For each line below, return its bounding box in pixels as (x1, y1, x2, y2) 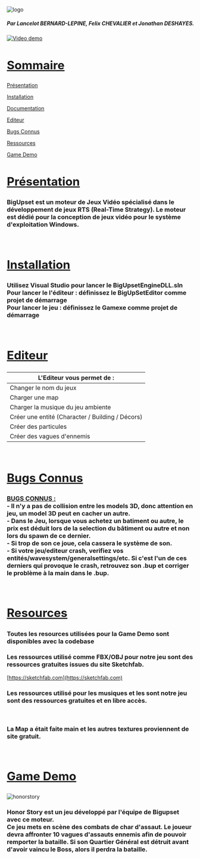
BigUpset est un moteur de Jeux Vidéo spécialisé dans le (7, 198, 174, 206)
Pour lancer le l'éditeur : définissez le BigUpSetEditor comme (7, 289, 187, 297)
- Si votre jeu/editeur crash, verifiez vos (7, 546, 124, 555)
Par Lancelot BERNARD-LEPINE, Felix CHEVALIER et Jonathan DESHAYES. (7, 20, 195, 27)
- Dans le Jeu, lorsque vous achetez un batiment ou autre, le (7, 517, 184, 525)
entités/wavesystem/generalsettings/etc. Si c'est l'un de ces (7, 554, 187, 562)
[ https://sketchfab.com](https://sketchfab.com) (7, 674, 123, 681)
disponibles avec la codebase (7, 637, 95, 645)
